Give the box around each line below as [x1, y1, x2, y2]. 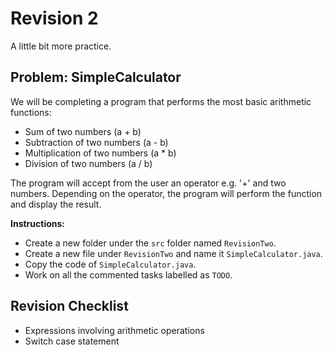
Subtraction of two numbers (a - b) [24, 136, 169, 148]
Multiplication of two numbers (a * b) [24, 147, 177, 159]
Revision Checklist [10, 298, 129, 315]
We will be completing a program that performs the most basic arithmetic [10, 95, 312, 107]
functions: [10, 106, 52, 118]
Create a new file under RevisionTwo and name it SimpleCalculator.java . [24, 247, 323, 259]
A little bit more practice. [10, 40, 112, 52]
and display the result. [10, 198, 102, 210]
